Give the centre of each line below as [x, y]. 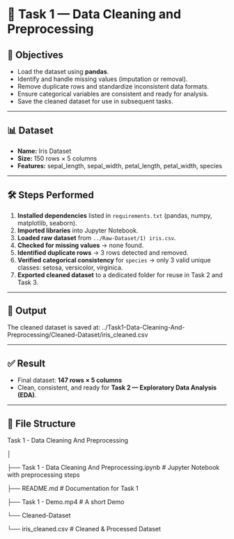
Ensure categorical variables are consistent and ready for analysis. [113, 94]
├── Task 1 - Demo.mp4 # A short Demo [66, 502]
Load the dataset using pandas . [63, 72]
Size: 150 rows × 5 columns [57, 158]
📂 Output [27, 311]
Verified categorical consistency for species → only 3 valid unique [114, 260]
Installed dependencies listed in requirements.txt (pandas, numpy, [115, 215]
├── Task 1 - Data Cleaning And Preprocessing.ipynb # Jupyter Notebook [114, 468]
